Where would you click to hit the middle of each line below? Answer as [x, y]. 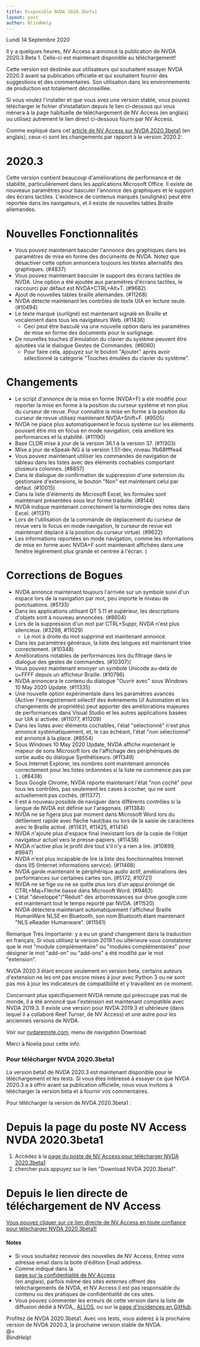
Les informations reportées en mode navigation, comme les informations [104, 539]
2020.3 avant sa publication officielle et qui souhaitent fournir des [87, 76]
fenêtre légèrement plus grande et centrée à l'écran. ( [81, 551]
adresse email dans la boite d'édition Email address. [79, 1262]
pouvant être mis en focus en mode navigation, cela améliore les [94, 430]
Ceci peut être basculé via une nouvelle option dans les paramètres [107, 326]
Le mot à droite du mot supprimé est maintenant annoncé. [95, 637]
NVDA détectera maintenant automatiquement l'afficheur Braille [93, 910]
